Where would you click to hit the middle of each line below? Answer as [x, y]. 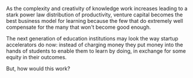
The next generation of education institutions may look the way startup [92, 38]
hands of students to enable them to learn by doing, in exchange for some [96, 51]
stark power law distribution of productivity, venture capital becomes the [94, 15]
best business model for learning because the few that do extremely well [95, 21]
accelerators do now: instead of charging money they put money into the [95, 45]
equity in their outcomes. [36, 57]
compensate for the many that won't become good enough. [78, 27]
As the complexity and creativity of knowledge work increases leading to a [97, 9]
